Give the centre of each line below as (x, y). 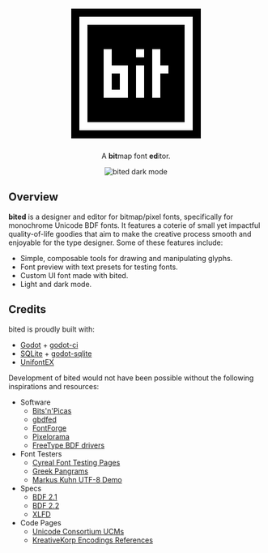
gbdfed (44, 419)
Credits (28, 309)
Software (35, 402)
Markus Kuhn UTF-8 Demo (77, 479)
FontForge (49, 428)
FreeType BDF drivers (68, 445)
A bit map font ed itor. (136, 156)
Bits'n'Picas (52, 410)
